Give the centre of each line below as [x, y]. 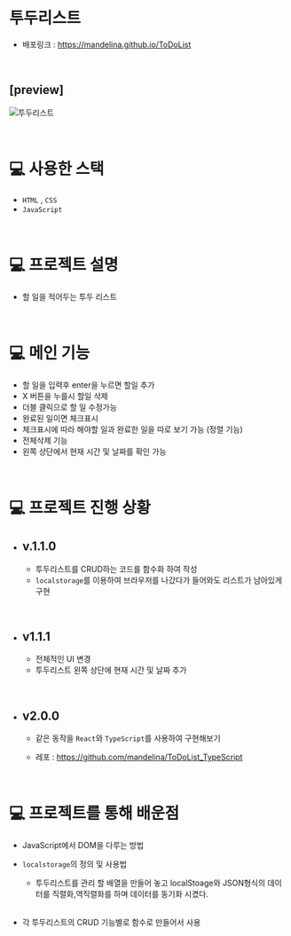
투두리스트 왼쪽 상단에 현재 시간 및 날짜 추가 [111, 670]
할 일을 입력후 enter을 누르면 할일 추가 [88, 385]
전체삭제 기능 [45, 440]
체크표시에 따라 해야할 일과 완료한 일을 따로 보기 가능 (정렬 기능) [133, 429]
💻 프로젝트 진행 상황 [80, 507]
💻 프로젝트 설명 [64, 265]
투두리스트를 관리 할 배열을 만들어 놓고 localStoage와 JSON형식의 [150, 883]
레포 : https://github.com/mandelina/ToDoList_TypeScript [139, 757]
